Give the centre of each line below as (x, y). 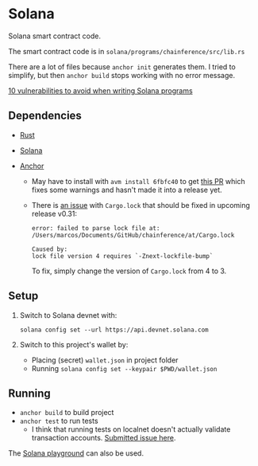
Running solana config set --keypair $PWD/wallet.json (124, 368)
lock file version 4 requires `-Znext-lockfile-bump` (122, 256)
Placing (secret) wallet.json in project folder (105, 360)
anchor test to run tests (59, 421)
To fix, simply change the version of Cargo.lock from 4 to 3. (129, 271)
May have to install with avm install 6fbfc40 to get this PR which (138, 181)
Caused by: (50, 249)
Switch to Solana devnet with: (68, 315)
